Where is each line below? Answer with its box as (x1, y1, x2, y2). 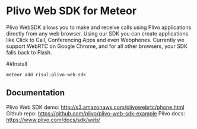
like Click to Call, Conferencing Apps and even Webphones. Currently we (6, 36, 185, 43)
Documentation (6, 88, 65, 98)
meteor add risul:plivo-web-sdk (6, 72, 86, 78)
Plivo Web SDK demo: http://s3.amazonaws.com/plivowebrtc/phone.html (6, 104, 185, 111)
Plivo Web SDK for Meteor (6, 4, 137, 18)
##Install (6, 60, 28, 67)
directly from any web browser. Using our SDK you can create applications (6, 30, 189, 37)
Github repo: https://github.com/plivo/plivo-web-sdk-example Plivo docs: (6, 109, 186, 117)
